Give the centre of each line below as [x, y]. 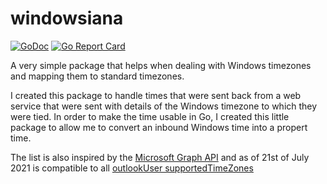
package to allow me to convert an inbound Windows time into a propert [159, 127]
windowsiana [67, 18]
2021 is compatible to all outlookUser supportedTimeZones [132, 168]
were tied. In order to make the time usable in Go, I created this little [150, 116]
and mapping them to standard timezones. [97, 76]
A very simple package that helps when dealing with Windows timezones [161, 65]
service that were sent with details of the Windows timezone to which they [164, 106]
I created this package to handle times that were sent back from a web [156, 95]
